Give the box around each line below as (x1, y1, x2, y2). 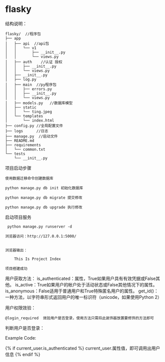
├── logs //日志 (5, 128, 49, 133)
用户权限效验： (5, 305, 36, 311)
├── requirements (5, 142, 41, 147)
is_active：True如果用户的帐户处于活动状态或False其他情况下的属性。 (14, 281, 158, 287)
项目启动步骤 (5, 165, 31, 171)
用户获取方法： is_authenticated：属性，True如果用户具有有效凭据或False (5, 275, 156, 281)
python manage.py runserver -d (7, 224, 72, 229)
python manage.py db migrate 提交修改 (5, 195, 83, 200)
